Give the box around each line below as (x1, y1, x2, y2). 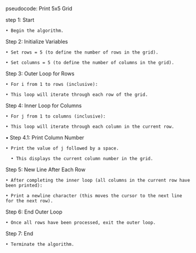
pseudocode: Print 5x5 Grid (5, 5, 73, 12)
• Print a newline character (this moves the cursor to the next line (5, 193, 182, 199)
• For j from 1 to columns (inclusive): (5, 114, 107, 119)
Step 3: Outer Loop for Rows (5, 70, 75, 77)
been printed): (5, 182, 43, 188)
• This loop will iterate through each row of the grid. (5, 92, 148, 98)
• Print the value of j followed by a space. (5, 145, 119, 151)
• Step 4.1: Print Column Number (5, 134, 85, 141)
